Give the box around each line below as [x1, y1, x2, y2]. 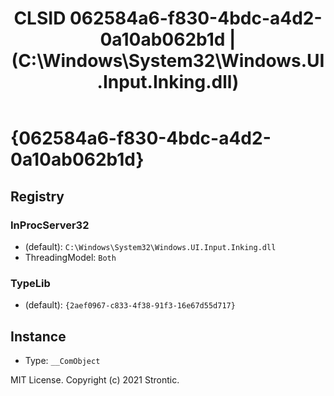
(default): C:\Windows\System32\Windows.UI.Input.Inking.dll [24, 240, 277, 252]
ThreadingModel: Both [24, 251, 117, 263]
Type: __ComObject [24, 354, 101, 366]
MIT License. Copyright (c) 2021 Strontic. [10, 373, 180, 386]
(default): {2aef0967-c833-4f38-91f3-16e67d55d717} [24, 299, 236, 311]
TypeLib [10, 276, 51, 290]
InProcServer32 [10, 218, 90, 232]
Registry [10, 188, 65, 205]
